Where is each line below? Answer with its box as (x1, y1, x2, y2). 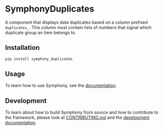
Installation (5, 43, 40, 52)
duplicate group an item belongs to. (5, 29, 76, 35)
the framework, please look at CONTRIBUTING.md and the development (5, 115, 150, 120)
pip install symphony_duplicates (5, 57, 73, 61)
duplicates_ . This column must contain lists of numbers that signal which (5, 24, 152, 30)
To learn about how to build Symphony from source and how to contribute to (5, 110, 159, 116)
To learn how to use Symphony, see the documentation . (5, 83, 117, 88)
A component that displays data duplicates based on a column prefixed (5, 19, 148, 25)
